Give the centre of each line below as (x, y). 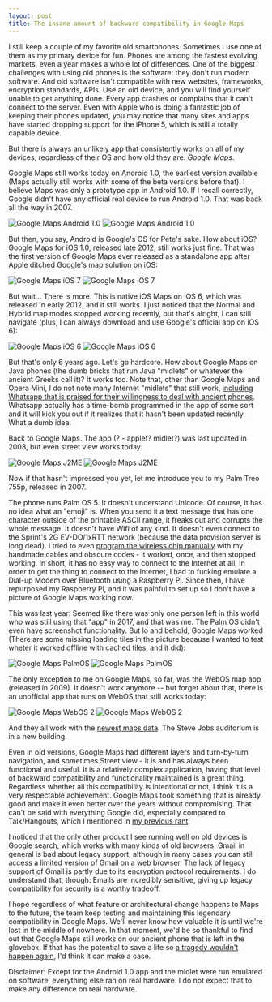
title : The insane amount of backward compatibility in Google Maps (126, 24)
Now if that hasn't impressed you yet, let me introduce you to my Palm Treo (134, 478)
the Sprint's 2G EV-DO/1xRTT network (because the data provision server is (135, 537)
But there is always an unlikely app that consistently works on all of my (126, 148)
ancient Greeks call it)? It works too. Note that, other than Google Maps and (134, 379)
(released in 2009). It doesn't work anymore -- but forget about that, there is (136, 687)
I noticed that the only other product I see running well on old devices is (128, 836)
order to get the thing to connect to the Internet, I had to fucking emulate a (132, 571)
